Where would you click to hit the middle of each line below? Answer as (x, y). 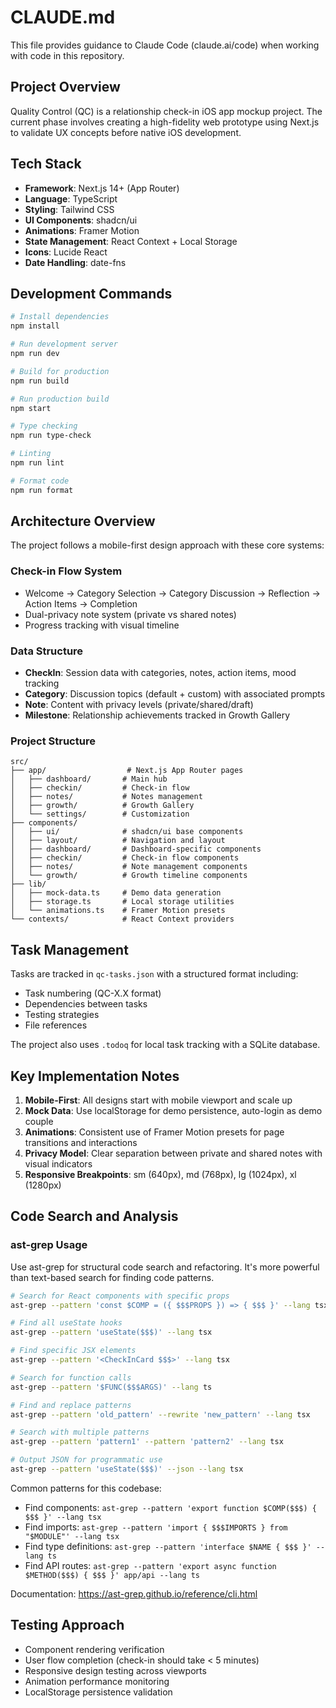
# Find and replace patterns (71, 1405)
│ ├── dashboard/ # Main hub (89, 779)
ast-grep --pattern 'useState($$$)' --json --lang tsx (127, 1469)
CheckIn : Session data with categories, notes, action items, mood (160, 673)
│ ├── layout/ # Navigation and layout (118, 841)
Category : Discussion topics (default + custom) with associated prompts (175, 694)
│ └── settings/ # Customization (100, 814)
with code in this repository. (67, 55)
